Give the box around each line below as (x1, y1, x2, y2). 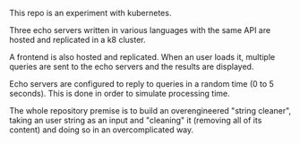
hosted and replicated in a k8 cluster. (9, 35, 146, 45)
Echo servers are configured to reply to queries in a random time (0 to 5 (9, 79, 275, 89)
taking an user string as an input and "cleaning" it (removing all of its (9, 115, 262, 125)
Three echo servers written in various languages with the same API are (9, 25, 271, 35)
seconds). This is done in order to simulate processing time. (9, 89, 230, 98)
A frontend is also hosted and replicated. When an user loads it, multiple (9, 52, 276, 62)
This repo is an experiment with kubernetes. (9, 8, 172, 18)
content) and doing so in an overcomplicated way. (9, 124, 194, 135)
